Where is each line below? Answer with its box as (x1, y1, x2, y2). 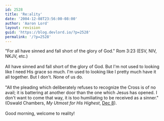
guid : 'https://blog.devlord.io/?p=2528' (5, 30, 91, 35)
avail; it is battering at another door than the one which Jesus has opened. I (5, 89, 158, 96)
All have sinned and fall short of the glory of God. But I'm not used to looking (5, 63, 160, 69)
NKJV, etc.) (5, 53, 28, 59)
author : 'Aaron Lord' (5, 21, 49, 26)
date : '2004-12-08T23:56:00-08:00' (5, 16, 78, 21)
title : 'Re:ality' (5, 12, 43, 17)
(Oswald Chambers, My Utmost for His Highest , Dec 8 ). (5, 100, 117, 106)
